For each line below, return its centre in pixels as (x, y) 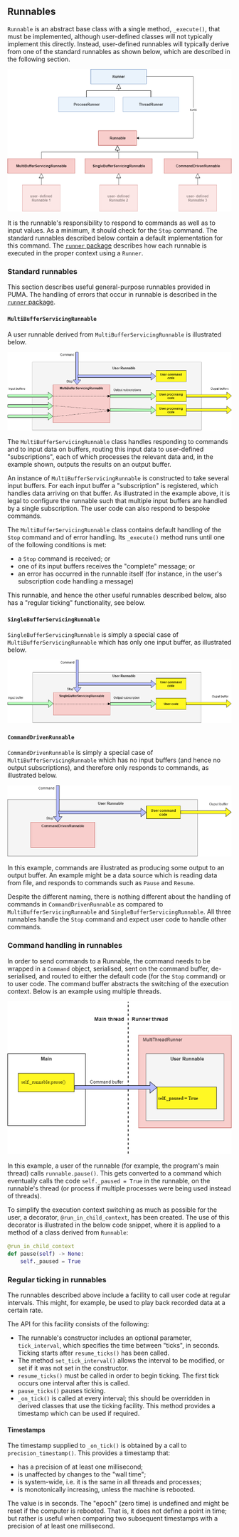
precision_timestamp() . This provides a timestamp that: (89, 1453)
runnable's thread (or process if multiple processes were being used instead (119, 1188)
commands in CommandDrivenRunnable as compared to (85, 904)
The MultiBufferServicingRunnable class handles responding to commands (118, 442)
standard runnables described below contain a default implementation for (115, 238)
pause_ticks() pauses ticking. (62, 1391)
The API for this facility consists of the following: (78, 1324)
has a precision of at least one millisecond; (80, 1467)
